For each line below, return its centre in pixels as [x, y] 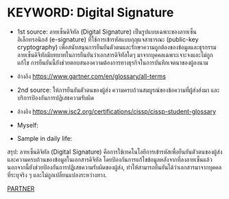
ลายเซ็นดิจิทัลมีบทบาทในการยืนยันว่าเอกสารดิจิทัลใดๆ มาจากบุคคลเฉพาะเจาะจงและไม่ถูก [115, 55]
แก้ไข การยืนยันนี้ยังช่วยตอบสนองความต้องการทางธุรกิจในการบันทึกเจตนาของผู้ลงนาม [112, 62]
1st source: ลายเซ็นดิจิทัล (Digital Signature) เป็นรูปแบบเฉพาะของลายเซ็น [107, 32]
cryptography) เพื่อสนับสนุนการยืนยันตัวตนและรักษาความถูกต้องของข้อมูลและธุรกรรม [117, 47]
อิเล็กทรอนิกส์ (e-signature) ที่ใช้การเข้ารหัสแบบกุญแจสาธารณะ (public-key [108, 39]
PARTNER [21, 188]
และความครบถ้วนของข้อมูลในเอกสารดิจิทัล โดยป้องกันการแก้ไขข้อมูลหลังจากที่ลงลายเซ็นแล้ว [110, 159]
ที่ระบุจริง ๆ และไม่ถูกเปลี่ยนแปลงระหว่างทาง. [57, 175]
